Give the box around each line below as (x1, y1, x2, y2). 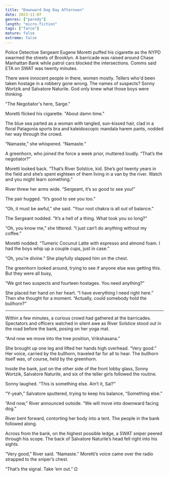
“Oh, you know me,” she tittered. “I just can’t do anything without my (5, 225, 147, 231)
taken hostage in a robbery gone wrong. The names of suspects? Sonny (5, 80, 155, 86)
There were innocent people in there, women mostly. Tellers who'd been (5, 75, 155, 81)
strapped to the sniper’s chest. (5, 456, 69, 462)
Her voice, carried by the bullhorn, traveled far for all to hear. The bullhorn (5, 350, 158, 356)
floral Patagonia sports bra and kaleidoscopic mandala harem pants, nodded (5, 125, 163, 131)
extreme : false (5, 36, 37, 41)
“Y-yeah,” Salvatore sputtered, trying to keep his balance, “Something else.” (5, 390, 162, 396)
